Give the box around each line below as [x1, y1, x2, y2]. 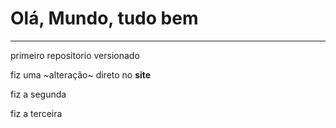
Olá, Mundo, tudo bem [10, 7, 199, 30]
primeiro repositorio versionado [10, 49, 140, 61]
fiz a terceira [10, 107, 63, 119]
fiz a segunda [10, 88, 67, 100]
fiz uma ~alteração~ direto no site [10, 68, 152, 81]
